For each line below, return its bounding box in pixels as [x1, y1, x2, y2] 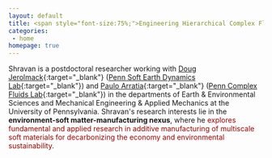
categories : [8, 27, 49, 35]
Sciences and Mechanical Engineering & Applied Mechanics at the [8, 98, 230, 108]
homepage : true [8, 42, 60, 50]
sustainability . [8, 141, 54, 151]
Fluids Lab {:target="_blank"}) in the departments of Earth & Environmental [8, 89, 256, 99]
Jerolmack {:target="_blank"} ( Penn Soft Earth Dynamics [8, 73, 196, 82]
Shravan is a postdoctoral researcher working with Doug [8, 64, 197, 73]
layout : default [8, 11, 63, 20]
